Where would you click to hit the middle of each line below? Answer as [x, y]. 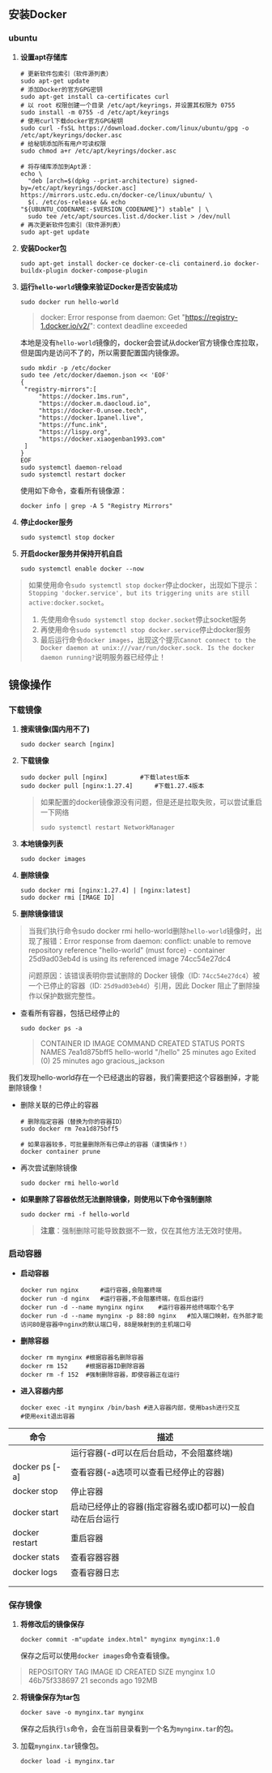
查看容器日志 [95, 1573]
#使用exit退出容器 [47, 1416]
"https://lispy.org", [75, 432]
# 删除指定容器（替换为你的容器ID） [72, 1122]
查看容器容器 [95, 1557]
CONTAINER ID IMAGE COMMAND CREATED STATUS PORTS [142, 1044]
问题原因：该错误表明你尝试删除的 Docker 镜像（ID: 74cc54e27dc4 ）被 [144, 975]
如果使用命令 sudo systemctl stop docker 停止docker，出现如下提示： [144, 585]
